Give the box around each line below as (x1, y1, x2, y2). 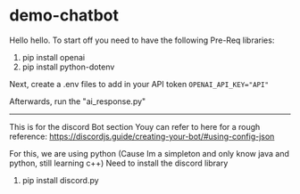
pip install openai (21, 52, 86, 62)
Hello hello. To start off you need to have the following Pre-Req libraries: (9, 35, 275, 45)
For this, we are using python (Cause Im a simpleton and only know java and (9, 148, 290, 158)
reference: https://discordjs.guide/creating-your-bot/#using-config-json (9, 131, 275, 141)
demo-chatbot (9, 5, 119, 26)
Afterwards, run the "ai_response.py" (9, 95, 146, 107)
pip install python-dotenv (21, 61, 115, 72)
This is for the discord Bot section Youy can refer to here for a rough (9, 121, 261, 132)
